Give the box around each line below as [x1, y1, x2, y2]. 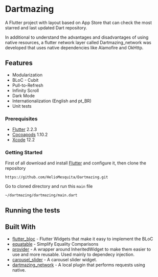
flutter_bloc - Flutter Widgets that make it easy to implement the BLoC [12, 236, 153, 242]
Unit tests [12, 103, 32, 109]
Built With [5, 223, 36, 231]
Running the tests [5, 206, 60, 214]
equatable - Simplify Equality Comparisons [12, 241, 99, 247]
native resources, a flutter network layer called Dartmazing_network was [5, 39, 152, 45]
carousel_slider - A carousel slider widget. [12, 256, 97, 262]
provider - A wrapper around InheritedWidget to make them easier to [12, 246, 151, 252]
